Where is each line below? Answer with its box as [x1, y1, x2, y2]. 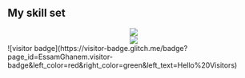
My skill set [7, 6, 66, 20]
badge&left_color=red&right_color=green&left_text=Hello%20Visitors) [7, 60, 238, 70]
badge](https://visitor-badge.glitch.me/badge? [34, 43, 188, 53]
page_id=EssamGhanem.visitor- [7, 52, 114, 61]
